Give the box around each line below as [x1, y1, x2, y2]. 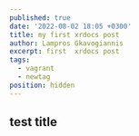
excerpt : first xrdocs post [9, 47, 120, 56]
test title [9, 114, 57, 130]
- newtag [17, 73, 51, 82]
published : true [9, 13, 71, 23]
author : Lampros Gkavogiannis [9, 38, 124, 48]
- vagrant [17, 64, 55, 73]
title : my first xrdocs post [9, 30, 120, 39]
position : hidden [9, 81, 75, 90]
